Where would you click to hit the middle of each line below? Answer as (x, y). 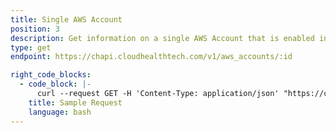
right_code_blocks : (51, 75)
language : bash (60, 112)
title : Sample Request (75, 102)
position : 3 (35, 29)
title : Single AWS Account (66, 19)
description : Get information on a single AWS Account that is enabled (162, 38)
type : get (31, 47)
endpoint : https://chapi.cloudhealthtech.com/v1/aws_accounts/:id (151, 57)
